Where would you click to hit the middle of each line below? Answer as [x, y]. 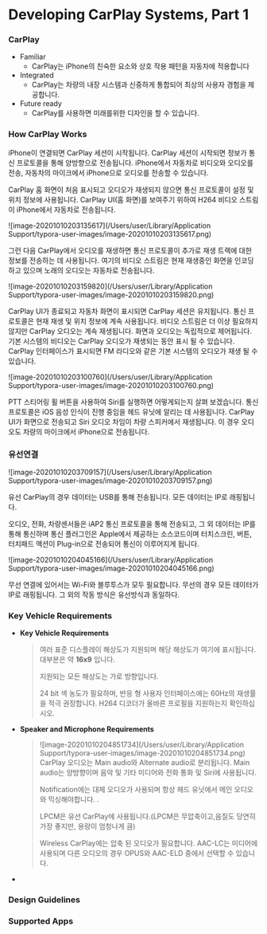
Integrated [37, 75]
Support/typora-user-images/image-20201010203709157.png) [110, 481]
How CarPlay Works [48, 135]
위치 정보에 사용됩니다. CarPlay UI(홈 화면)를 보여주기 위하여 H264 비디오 [123, 199]
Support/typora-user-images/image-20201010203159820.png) [111, 294]
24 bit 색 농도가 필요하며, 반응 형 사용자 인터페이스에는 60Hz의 [137, 693]
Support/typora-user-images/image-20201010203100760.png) [111, 385]
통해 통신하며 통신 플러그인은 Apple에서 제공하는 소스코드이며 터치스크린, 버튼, [130, 534]
